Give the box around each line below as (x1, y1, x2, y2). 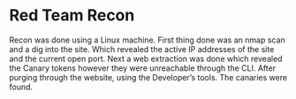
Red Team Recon (9, 5, 135, 26)
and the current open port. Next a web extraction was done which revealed (9, 53, 283, 64)
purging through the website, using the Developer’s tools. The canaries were (9, 72, 288, 82)
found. (9, 81, 34, 92)
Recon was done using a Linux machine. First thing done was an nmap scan (9, 34, 285, 45)
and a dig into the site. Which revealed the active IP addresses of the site (9, 43, 275, 54)
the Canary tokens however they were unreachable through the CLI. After (9, 63, 277, 73)
